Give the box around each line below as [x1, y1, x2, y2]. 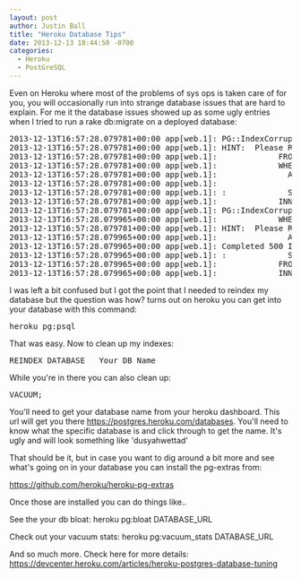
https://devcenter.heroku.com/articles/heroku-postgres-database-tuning [9, 557, 278, 569]
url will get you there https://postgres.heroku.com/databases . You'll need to [9, 416, 288, 427]
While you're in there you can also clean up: [9, 372, 172, 383]
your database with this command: [9, 304, 137, 315]
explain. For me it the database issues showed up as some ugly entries [9, 107, 271, 117]
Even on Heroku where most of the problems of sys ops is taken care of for [9, 87, 288, 99]
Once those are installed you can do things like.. [9, 496, 186, 507]
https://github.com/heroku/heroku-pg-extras [9, 479, 175, 489]
